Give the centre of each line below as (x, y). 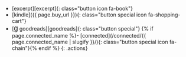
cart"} (19, 21)
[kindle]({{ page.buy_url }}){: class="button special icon (79, 15)
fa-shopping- (164, 15)
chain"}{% (24, 48)
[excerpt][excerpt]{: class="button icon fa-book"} (72, 9)
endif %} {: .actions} (63, 48)
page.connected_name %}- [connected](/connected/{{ (79, 36)
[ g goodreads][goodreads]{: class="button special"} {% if (82, 28)
